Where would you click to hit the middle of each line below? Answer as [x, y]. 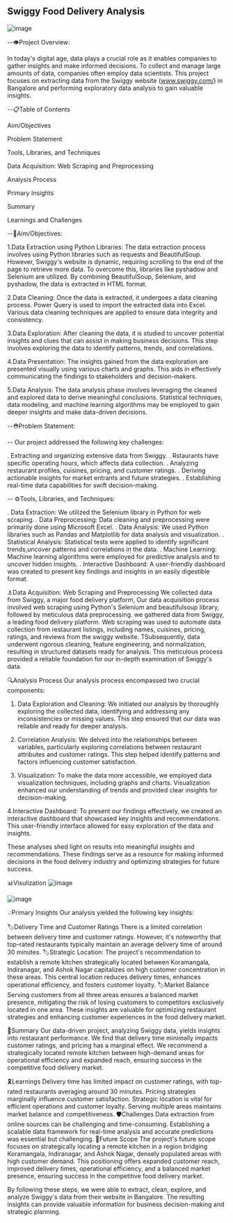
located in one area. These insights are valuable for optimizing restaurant [112, 1009]
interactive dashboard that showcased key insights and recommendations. [114, 818]
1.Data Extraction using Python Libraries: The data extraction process [106, 247]
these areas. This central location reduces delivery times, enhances [104, 977]
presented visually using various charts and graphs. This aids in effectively [114, 369]
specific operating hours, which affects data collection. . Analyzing [103, 463]
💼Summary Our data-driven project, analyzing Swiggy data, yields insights [114, 1030]
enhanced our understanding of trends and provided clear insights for [117, 790]
